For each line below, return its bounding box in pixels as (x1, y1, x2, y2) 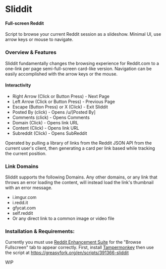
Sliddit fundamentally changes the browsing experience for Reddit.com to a (5, 60, 160, 66)
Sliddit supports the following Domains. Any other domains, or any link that (5, 174, 158, 180)
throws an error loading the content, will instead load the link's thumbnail (5, 179, 154, 185)
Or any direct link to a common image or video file (12, 215, 115, 222)
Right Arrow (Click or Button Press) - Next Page (12, 93, 110, 99)
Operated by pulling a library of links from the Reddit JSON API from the (5, 140, 152, 146)
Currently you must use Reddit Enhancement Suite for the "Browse (5, 239, 141, 245)
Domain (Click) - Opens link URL (12, 119, 79, 125)
